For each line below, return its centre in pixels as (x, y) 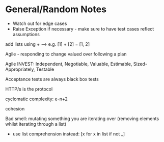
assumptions (26, 34)
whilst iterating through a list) (36, 124)
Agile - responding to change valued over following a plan (66, 54)
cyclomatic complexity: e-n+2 (36, 99)
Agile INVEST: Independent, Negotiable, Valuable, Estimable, (69, 64)
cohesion (15, 108)
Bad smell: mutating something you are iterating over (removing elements (82, 119)
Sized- (140, 64)
